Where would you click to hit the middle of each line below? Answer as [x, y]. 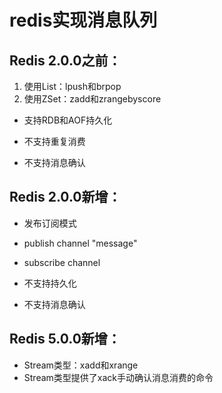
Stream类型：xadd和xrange [81, 365]
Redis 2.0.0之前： [65, 60]
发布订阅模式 [50, 223]
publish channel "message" [80, 243]
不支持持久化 [50, 283]
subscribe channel [62, 262]
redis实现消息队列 [83, 20]
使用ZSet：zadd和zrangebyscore [92, 99]
